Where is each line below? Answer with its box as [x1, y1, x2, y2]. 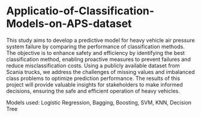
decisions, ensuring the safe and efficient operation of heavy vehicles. [6, 87, 180, 94]
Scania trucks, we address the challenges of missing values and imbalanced [6, 68, 195, 75]
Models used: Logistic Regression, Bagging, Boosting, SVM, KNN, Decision [6, 98, 192, 106]
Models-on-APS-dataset [6, 17, 132, 30]
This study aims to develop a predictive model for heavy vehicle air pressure [6, 36, 195, 44]
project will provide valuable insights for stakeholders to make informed [6, 81, 183, 88]
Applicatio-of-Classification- [6, 4, 155, 18]
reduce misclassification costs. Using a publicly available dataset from [6, 61, 180, 69]
